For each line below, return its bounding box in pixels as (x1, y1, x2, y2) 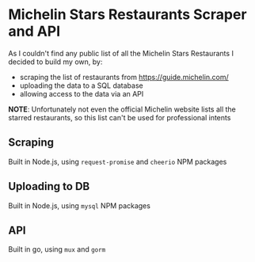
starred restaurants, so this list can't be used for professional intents (8, 112, 231, 122)
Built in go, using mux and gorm (8, 245, 106, 254)
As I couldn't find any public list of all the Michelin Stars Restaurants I (8, 48, 234, 58)
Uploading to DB (8, 180, 90, 193)
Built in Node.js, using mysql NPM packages (8, 200, 150, 211)
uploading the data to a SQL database (19, 81, 144, 90)
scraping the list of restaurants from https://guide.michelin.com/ (19, 72, 230, 82)
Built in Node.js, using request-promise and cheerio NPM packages (8, 157, 227, 166)
